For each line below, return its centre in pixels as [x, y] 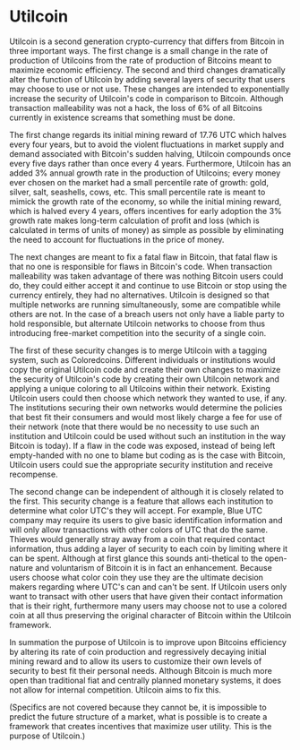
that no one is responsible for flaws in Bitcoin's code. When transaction [141, 266]
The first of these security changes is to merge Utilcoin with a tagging [138, 350]
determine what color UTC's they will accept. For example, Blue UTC [136, 510]
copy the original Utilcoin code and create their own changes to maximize [145, 369]
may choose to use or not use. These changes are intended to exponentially [150, 89]
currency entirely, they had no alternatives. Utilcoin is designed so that [140, 295]
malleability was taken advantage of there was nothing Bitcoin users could [146, 276]
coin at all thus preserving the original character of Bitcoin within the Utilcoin [150, 615]
